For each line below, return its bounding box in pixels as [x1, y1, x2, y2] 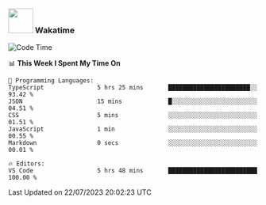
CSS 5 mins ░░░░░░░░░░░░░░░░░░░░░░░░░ [8, 112, 258, 120]
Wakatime [34, 25, 75, 36]
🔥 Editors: [8, 160, 45, 168]
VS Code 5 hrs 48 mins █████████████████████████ [8, 167, 258, 175]
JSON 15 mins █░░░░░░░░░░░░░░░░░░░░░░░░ [8, 97, 258, 106]
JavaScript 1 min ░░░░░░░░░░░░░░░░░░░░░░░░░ [8, 125, 258, 134]
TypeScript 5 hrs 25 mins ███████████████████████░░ [8, 84, 258, 92]
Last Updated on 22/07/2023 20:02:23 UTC [8, 188, 152, 197]
